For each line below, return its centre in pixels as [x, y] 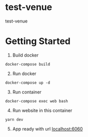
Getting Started [38, 41]
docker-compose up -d [28, 82]
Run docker [24, 73]
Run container [27, 92]
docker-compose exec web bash [37, 101]
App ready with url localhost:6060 [47, 128]
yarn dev [14, 119]
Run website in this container [42, 110]
